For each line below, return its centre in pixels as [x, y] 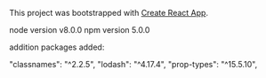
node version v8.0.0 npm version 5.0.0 [80, 30]
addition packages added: [57, 47]
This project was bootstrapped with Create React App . [109, 13]
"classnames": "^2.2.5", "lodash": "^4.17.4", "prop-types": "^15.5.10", [133, 64]
